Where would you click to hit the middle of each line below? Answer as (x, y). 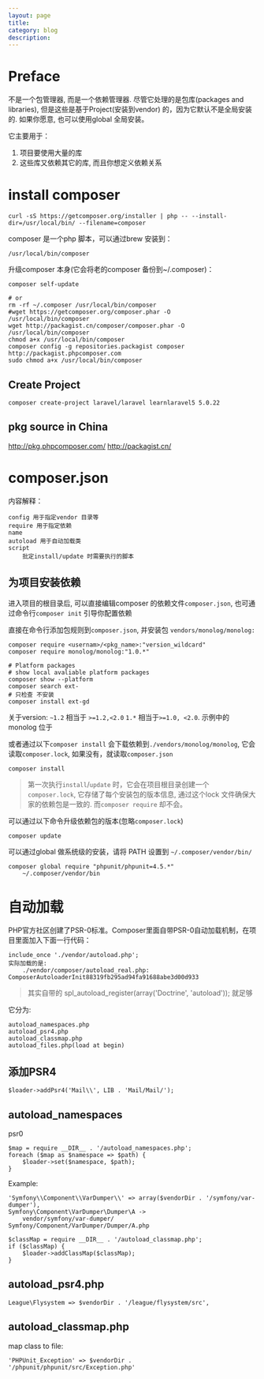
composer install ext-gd (49, 701)
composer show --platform (50, 679)
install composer (64, 195)
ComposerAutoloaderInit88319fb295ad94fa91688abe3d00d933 (104, 978)
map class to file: (36, 1346)
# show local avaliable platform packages (79, 673)
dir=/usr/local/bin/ (42, 223)
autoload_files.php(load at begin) (67, 1046)
